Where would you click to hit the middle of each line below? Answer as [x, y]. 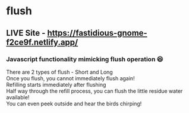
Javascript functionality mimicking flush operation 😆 [85, 59]
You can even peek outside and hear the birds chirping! [74, 103]
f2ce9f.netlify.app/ [42, 42]
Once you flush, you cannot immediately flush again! [70, 78]
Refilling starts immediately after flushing [56, 84]
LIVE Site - [26, 33]
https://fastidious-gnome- [97, 33]
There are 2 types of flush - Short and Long [59, 72]
